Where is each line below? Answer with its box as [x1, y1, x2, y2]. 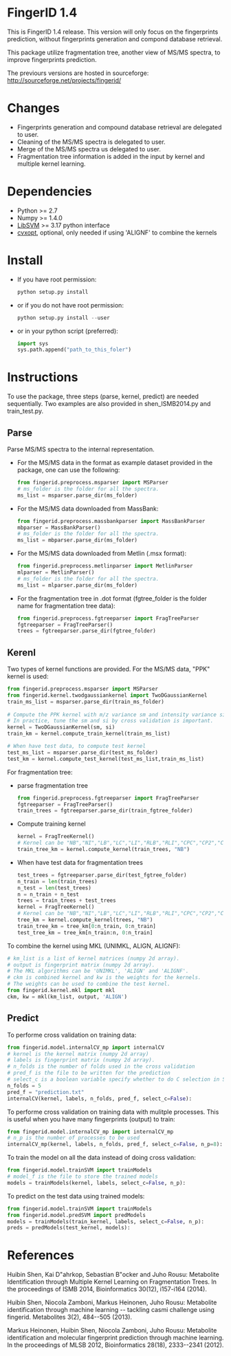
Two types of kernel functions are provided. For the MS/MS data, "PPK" [7, 665, 210, 674]
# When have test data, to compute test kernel [7, 743, 146, 750]
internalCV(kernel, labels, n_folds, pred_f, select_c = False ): [7, 1095, 192, 1102]
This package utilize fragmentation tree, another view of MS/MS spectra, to [7, 48, 221, 56]
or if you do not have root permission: [16, 301, 124, 309]
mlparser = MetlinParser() [16, 569, 95, 576]
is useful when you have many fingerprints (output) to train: [7, 1115, 175, 1123]
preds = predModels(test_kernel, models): [7, 1225, 131, 1231]
